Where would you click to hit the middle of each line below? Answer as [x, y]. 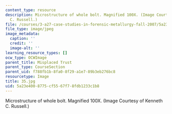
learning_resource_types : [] [36, 53]
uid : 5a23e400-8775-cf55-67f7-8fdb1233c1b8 [52, 86]
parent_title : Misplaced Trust [39, 62]
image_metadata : [23, 34]
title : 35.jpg [20, 81]
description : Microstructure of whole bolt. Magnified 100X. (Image [80, 15]
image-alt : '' [25, 48]
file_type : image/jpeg [29, 29]
